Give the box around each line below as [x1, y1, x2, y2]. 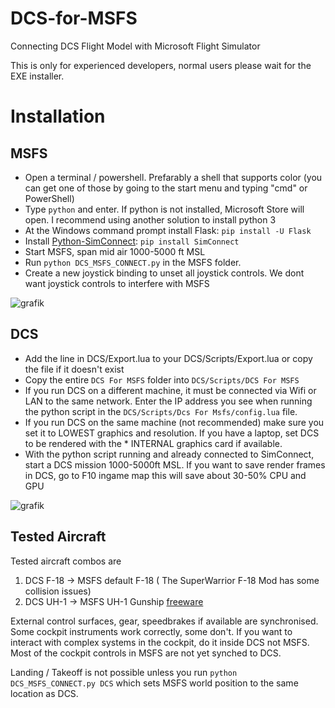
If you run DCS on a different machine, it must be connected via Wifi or [24, 384, 317, 396]
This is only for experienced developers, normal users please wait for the [10, 59, 312, 71]
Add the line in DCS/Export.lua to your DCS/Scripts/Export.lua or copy [24, 352, 313, 364]
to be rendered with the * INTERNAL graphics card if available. [24, 437, 283, 449]
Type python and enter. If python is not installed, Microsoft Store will [24, 203, 305, 215]
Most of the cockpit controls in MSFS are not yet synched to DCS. [10, 647, 282, 659]
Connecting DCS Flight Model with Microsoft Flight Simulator [10, 40, 261, 52]
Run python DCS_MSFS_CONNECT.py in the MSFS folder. [24, 256, 242, 268]
